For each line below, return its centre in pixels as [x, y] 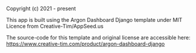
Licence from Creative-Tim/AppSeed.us [55, 26]
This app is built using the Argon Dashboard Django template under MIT [94, 20]
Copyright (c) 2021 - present [41, 9]
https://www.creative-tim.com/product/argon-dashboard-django [85, 44]
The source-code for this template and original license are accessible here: [98, 37]
